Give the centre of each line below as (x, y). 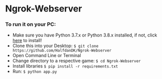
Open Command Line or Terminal (47, 55)
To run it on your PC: (31, 24)
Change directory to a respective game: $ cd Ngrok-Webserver (77, 61)
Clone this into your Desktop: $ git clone (55, 46)
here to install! (27, 40)
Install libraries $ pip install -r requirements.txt (65, 66)
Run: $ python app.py (35, 71)
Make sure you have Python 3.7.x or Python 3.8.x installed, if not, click (85, 35)
